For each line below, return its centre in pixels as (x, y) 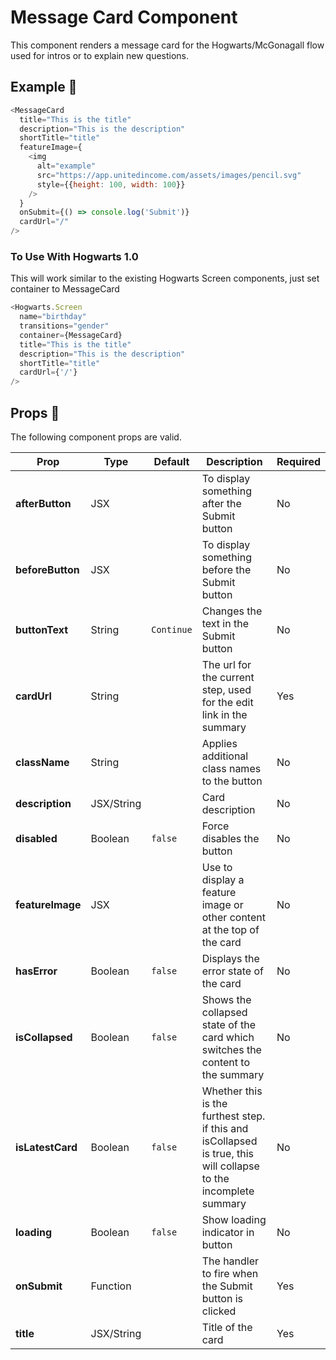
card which (228, 1037)
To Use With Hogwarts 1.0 (74, 256)
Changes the (232, 611)
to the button (232, 781)
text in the (225, 623)
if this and (225, 1128)
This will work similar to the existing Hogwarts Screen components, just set (165, 278)
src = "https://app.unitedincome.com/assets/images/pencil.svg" (169, 175)
